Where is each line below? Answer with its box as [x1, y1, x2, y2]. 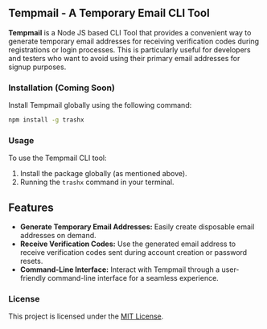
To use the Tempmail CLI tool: [8, 153, 107, 163]
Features [8, 200, 54, 214]
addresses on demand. [19, 231, 97, 241]
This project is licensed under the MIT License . [8, 311, 164, 321]
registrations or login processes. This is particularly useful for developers [8, 44, 251, 55]
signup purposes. [8, 62, 67, 72]
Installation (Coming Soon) [8, 82, 115, 93]
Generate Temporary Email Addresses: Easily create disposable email [19, 222, 255, 232]
